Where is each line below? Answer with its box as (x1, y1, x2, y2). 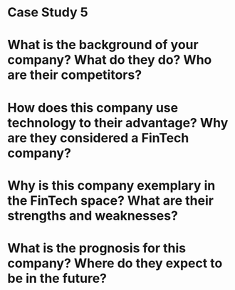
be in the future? (7, 270, 108, 286)
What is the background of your (7, 37, 199, 53)
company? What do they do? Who (7, 52, 212, 68)
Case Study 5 (7, 4, 88, 21)
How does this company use (7, 100, 179, 116)
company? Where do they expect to (7, 255, 223, 271)
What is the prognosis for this (7, 240, 187, 256)
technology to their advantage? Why (7, 114, 229, 131)
